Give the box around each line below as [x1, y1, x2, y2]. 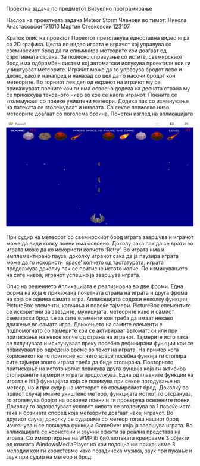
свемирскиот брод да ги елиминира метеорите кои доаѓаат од [6, 47, 167, 54]
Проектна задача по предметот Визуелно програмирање [6, 5, 153, 12]
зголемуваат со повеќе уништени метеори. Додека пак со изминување [6, 97, 189, 105]
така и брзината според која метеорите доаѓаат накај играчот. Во [6, 409, 174, 416]
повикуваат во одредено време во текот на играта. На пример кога [6, 346, 179, 353]
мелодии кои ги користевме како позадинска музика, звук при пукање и [6, 447, 192, 454]
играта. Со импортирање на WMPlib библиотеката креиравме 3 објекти [6, 434, 190, 442]
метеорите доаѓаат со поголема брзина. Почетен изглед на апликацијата [6, 110, 193, 117]
